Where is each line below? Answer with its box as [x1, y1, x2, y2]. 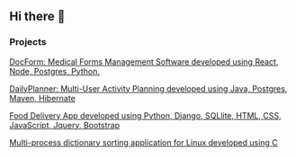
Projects [9, 36, 47, 48]
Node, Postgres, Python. [9, 65, 101, 76]
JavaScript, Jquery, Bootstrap [9, 119, 120, 130]
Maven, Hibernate [9, 92, 76, 103]
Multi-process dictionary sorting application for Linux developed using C [9, 136, 279, 148]
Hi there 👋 [9, 9, 66, 24]
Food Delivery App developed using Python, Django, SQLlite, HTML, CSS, [9, 109, 282, 121]
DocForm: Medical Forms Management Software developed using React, [9, 56, 279, 67]
